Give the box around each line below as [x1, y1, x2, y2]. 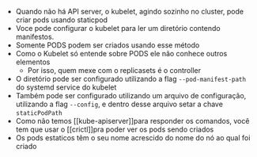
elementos [15, 57, 51, 67]
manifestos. [15, 32, 55, 41]
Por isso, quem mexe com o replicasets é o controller [27, 66, 202, 75]
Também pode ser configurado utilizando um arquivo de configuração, [15, 91, 247, 100]
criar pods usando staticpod [15, 15, 108, 25]
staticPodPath [15, 109, 62, 117]
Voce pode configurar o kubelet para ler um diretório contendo [15, 24, 221, 33]
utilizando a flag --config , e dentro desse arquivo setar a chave [15, 99, 224, 109]
